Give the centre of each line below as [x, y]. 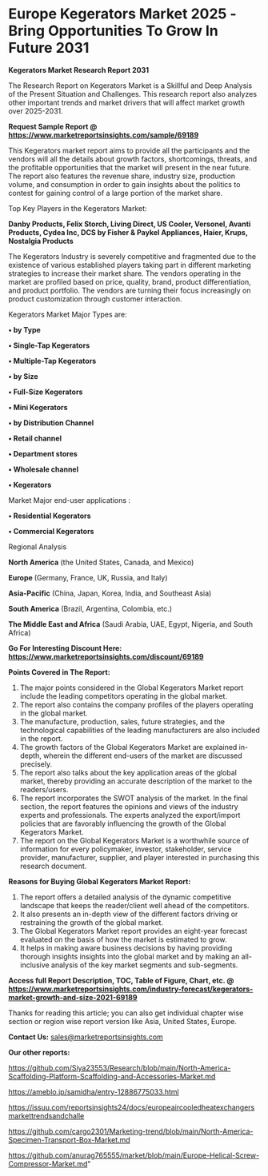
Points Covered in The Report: [59, 672]
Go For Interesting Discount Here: [65, 648]
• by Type [25, 329]
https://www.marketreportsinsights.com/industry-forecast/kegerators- [131, 989]
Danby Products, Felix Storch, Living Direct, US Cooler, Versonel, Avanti [130, 224]
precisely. [36, 763]
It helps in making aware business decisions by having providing [126, 947]
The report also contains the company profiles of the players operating [136, 704]
